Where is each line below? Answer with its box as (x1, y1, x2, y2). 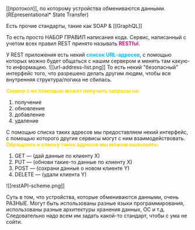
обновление (14, 105, 45, 111)
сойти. (6, 218, 22, 225)
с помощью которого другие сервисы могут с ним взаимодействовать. (6, 135, 186, 142)
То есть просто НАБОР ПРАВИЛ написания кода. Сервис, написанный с (6, 34, 187, 40)
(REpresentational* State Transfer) (6, 11, 89, 18)
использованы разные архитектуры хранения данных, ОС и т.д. (6, 206, 165, 212)
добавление (14, 111, 45, 118)
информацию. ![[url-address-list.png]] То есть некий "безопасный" (12, 64, 179, 71)
